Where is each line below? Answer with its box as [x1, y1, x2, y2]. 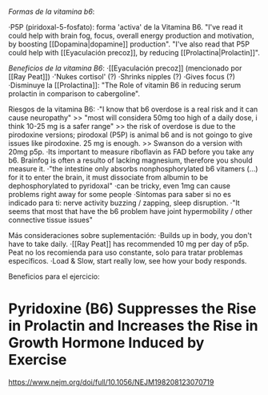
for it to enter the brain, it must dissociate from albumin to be [8, 172, 209, 182]
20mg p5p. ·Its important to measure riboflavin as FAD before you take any [8, 147, 254, 156]
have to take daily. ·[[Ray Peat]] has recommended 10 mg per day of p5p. [8, 240, 250, 248]
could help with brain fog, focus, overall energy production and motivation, [8, 31, 254, 40]
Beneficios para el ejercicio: [8, 272, 100, 281]
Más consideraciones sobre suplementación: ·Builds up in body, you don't [8, 231, 252, 240]
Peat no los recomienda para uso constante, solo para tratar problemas [8, 248, 243, 257]
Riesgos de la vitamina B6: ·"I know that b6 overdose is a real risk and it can [8, 104, 258, 114]
